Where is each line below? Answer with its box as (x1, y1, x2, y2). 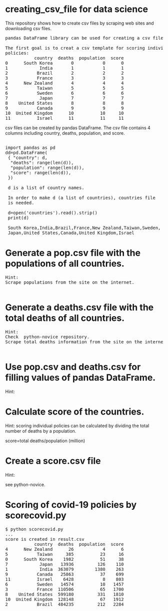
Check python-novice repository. (5, 334, 90, 339)
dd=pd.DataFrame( (5, 149, 47, 155)
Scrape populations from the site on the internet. (5, 279, 135, 285)
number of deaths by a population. (5, 428, 76, 434)
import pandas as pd (5, 144, 56, 150)
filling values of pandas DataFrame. (5, 372, 156, 383)
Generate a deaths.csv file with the (5, 302, 154, 313)
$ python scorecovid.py (5, 526, 63, 532)
